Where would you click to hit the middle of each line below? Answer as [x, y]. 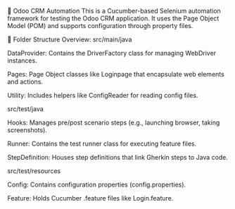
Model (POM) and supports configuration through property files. [100, 26]
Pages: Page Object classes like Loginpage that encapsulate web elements [116, 74]
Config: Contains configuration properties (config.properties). [97, 184]
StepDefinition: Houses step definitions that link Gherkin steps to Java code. [118, 157]
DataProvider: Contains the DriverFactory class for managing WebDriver [112, 53]
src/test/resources [34, 171]
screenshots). [27, 130]
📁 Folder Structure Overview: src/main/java [70, 39]
